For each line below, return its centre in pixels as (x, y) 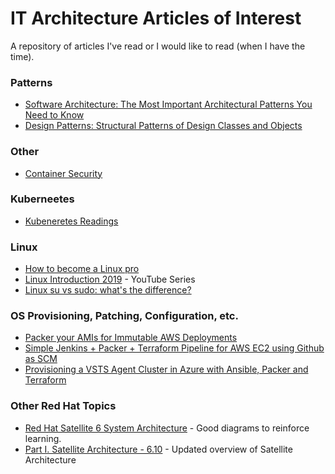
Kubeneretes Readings (71, 221)
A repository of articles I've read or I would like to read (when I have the (158, 46)
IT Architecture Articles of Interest (156, 18)
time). (22, 56)
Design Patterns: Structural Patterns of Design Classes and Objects (163, 126)
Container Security (63, 173)
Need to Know (54, 115)
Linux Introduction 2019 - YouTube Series (110, 279)
